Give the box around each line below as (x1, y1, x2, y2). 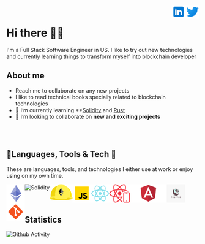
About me (6, 71, 45, 81)
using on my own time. (6, 172, 64, 179)
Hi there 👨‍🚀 (6, 26, 64, 40)
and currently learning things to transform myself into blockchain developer (6, 53, 197, 60)
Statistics (24, 214, 62, 225)
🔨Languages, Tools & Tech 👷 (6, 149, 117, 159)
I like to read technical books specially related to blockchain (15, 93, 166, 101)
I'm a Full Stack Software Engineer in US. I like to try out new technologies (6, 46, 193, 53)
